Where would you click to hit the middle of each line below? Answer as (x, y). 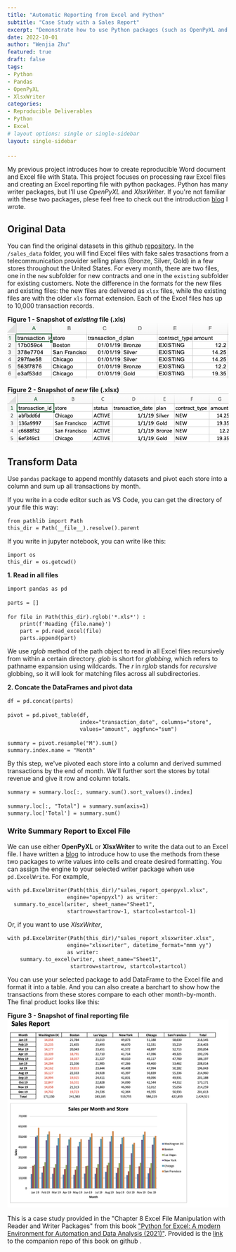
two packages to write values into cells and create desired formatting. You (115, 861)
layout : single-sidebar (42, 141)
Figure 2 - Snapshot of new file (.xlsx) (63, 389)
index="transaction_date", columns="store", (146, 722)
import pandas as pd (38, 589)
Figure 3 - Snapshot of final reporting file (68, 1015)
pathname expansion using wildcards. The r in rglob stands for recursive (112, 666)
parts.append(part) (48, 638)
